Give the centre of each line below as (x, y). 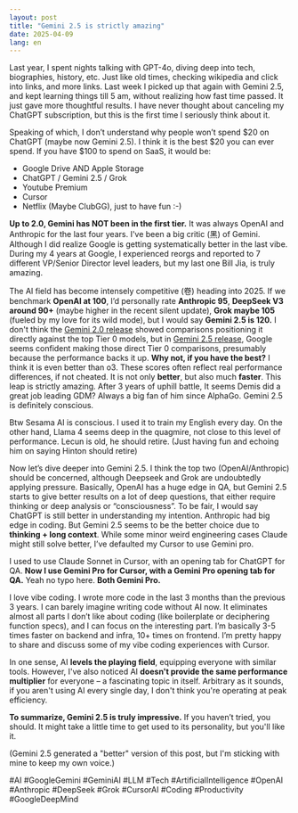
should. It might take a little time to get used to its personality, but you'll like (147, 727)
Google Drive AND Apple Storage (83, 168)
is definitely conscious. (52, 406)
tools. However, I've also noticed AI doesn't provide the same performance (149, 672)
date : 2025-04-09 (41, 34)
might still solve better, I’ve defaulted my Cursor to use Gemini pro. (132, 544)
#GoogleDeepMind (44, 800)
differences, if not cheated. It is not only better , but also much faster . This (145, 377)
